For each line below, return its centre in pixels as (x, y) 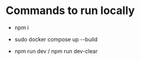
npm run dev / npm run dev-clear (56, 51)
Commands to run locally (70, 11)
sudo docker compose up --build (56, 39)
